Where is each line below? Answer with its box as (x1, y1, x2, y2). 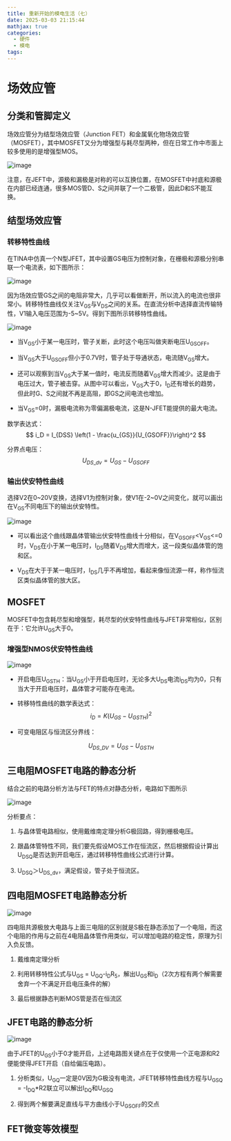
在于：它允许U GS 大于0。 (7, 624, 77, 634)
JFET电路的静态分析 (7, 1016, 93, 1028)
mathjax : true (7, 23, 48, 30)
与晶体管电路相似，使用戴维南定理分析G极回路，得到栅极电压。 (17, 827, 198, 835)
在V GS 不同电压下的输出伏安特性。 (7, 502, 103, 512)
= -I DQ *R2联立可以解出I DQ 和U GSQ (17, 1084, 114, 1093)
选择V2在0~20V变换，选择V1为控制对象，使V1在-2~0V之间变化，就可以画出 (7, 494, 223, 502)
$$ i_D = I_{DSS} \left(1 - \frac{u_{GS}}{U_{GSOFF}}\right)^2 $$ (26, 431, 206, 439)
